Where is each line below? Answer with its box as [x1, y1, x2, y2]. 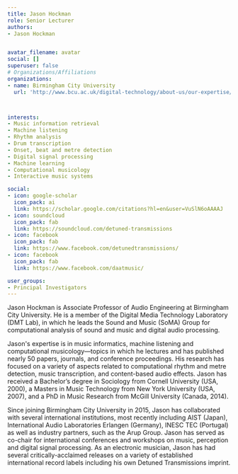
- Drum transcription [7, 140, 72, 147]
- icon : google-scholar [7, 192, 78, 200]
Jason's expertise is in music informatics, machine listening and [7, 340, 194, 348]
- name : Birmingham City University [7, 82, 115, 89]
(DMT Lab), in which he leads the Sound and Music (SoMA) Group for [7, 318, 210, 327]
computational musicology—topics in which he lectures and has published [7, 347, 225, 356]
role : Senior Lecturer [7, 17, 74, 24]
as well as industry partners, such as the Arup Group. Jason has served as [7, 429, 225, 437]
